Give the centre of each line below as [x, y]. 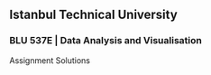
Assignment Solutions [50, 60]
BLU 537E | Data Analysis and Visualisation [106, 41]
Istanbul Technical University [93, 15]
